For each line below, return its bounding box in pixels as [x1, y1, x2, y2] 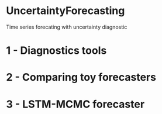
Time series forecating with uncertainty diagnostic [6, 23, 127, 30]
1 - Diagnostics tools [6, 44, 107, 57]
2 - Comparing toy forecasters [6, 71, 157, 84]
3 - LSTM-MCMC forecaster [6, 98, 145, 110]
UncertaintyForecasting [6, 4, 125, 18]
